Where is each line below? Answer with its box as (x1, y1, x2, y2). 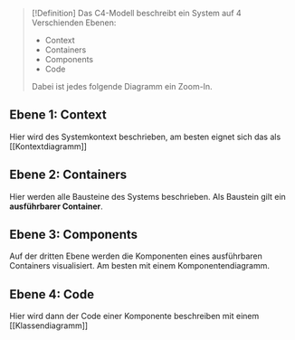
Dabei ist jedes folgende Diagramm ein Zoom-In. (31, 81, 213, 91)
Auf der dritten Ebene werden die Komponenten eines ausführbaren (9, 250, 262, 261)
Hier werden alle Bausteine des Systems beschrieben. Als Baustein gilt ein (9, 191, 287, 202)
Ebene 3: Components (9, 227, 138, 242)
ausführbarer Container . (9, 201, 103, 212)
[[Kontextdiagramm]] (9, 140, 88, 152)
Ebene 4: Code (9, 287, 95, 302)
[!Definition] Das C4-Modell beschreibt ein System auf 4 (31, 8, 242, 18)
